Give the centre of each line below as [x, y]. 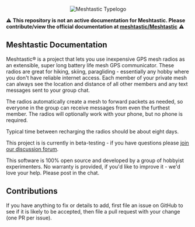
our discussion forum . [32, 149]
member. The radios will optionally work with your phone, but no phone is [94, 113]
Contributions [32, 191]
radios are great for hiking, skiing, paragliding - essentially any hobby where [97, 71]
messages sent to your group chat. [48, 90]
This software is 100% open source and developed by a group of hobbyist [95, 160]
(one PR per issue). [29, 218]
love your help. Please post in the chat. [53, 173]
